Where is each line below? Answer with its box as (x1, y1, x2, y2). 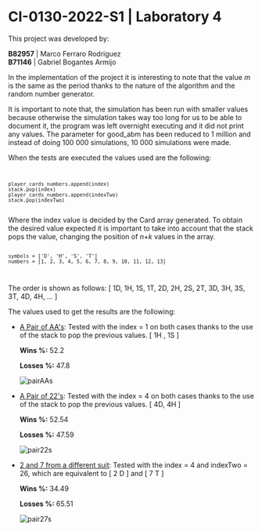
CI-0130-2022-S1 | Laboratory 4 (8, 8, 222, 26)
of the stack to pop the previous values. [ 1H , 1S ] (19, 330, 180, 340)
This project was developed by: (8, 34, 109, 43)
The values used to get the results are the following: (8, 307, 176, 316)
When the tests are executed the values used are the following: (8, 153, 211, 162)
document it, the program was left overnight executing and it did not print (8, 121, 244, 130)
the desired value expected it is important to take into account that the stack (8, 224, 254, 233)
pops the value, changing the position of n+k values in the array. (8, 231, 216, 241)
